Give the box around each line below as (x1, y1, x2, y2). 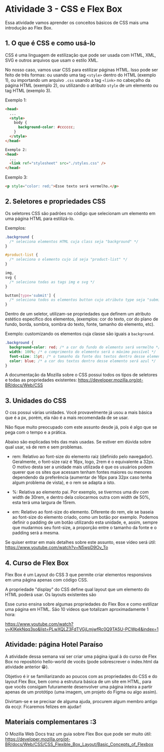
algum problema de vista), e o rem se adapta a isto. (12, 480, 116, 485)
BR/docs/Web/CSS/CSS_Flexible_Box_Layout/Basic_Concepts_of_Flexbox (5, 741, 154, 747)
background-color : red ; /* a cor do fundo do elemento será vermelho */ (9, 345, 161, 350)
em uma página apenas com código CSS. (5, 577, 88, 583)
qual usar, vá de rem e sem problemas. (5, 444, 83, 450)
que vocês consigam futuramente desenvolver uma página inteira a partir (5, 683, 153, 689)
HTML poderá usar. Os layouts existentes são (5, 592, 97, 598)
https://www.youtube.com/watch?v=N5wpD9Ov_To (5, 545, 108, 551)
